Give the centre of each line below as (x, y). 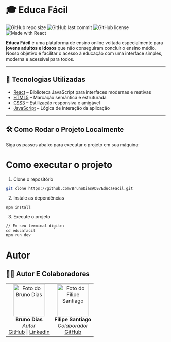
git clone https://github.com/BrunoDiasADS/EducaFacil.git (70, 188)
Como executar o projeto (59, 165)
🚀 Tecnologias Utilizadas (45, 80)
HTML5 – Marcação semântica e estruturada (60, 97)
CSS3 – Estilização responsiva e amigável (57, 103)
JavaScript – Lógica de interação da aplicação (61, 108)
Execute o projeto (31, 217)
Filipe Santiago (73, 320)
